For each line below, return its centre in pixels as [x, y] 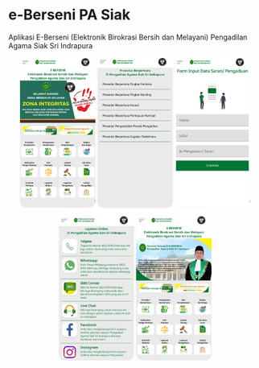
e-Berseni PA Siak [70, 15]
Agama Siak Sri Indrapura [51, 45]
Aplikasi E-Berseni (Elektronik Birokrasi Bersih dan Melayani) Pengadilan [128, 37]
